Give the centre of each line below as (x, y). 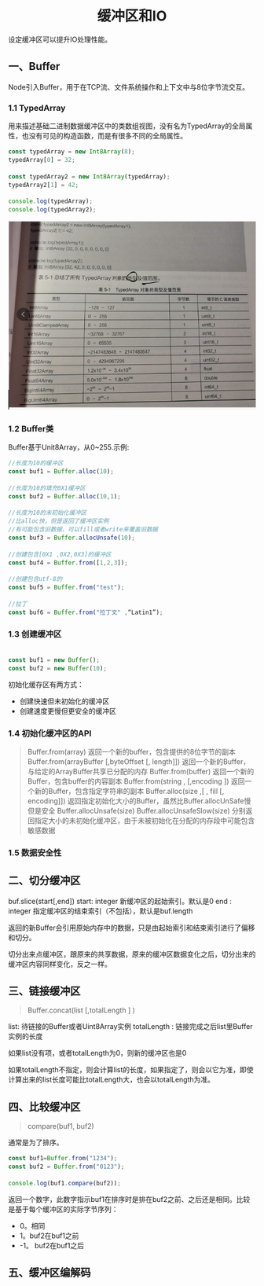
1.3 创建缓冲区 (35, 634)
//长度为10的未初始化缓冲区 (48, 513)
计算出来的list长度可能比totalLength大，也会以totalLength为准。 (111, 1080)
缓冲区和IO (132, 16)
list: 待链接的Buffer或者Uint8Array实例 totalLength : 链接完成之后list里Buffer (130, 1027)
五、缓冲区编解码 (49, 1273)
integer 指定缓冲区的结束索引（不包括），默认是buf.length (101, 911)
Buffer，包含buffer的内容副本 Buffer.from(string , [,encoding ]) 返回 (136, 781)
